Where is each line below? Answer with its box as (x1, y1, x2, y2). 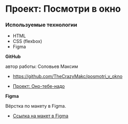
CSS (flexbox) (12, 38, 42, 44)
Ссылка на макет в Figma (12, 113, 69, 119)
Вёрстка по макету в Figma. (5, 103, 67, 109)
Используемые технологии (5, 21, 78, 29)
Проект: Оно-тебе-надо (12, 83, 65, 89)
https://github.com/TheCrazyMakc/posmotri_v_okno (12, 73, 123, 80)
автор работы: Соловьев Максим (5, 63, 78, 69)
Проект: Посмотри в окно (5, 3, 121, 15)
